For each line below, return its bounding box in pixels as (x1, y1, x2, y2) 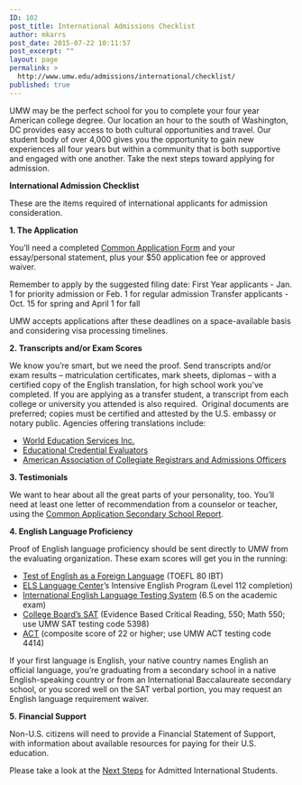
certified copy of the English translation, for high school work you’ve (9, 379, 264, 390)
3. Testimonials (9, 471, 69, 483)
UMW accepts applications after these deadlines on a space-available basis (9, 315, 291, 326)
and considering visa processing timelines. (9, 325, 169, 336)
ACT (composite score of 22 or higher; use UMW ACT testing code (22, 628, 272, 639)
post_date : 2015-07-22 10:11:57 (9, 38, 131, 48)
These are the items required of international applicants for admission (9, 198, 269, 208)
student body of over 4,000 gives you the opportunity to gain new (9, 134, 254, 144)
